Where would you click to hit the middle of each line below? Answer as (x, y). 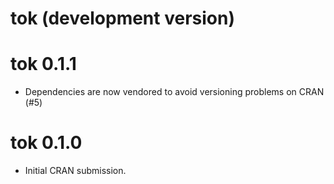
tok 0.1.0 (46, 143)
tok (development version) (122, 18)
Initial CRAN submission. (75, 171)
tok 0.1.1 (43, 64)
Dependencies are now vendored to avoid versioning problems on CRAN (174, 92)
